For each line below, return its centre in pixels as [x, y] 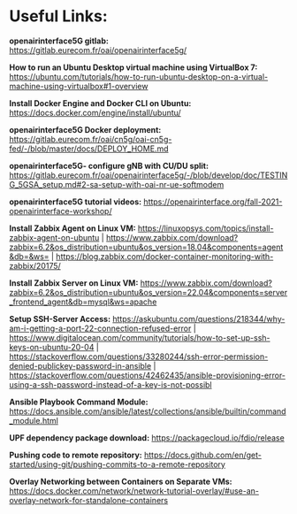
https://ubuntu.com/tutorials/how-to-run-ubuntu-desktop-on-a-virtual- [139, 76]
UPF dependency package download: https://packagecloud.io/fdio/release [147, 437]
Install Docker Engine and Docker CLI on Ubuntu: [100, 103]
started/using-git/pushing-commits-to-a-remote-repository [117, 464]
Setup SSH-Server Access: [60, 318]
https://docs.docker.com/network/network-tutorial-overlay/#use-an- [134, 491]
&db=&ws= [30, 256]
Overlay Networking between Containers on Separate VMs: [121, 481]
